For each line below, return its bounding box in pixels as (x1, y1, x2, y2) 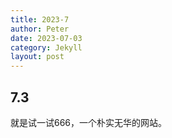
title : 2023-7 (10, 14, 70, 25)
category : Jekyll (10, 42, 83, 53)
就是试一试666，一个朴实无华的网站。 (10, 116, 168, 128)
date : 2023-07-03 (10, 33, 83, 43)
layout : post (10, 52, 65, 62)
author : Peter (10, 24, 70, 34)
